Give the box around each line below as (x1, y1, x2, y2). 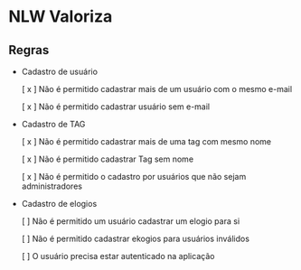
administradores (21, 181, 83, 191)
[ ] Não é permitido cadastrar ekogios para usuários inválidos (21, 233, 250, 244)
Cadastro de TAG (21, 119, 86, 129)
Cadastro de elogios (21, 199, 98, 209)
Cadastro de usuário (21, 66, 99, 77)
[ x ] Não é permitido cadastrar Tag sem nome (21, 154, 194, 164)
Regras (8, 42, 50, 58)
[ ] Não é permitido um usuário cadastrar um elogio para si (21, 216, 240, 227)
